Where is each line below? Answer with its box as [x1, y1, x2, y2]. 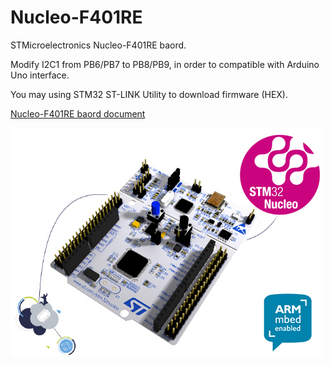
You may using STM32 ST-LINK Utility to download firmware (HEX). [10, 88, 289, 100]
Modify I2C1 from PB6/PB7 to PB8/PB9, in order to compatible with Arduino [10, 58, 320, 70]
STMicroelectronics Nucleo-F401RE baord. [10, 39, 187, 51]
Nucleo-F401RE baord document [10, 107, 146, 120]
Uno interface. [10, 69, 70, 81]
